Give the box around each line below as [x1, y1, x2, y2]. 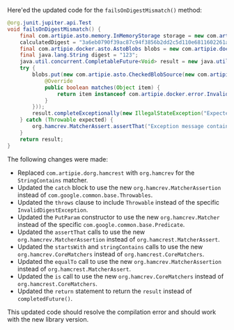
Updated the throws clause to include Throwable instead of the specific [17, 198, 220, 206]
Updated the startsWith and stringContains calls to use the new [17, 242, 203, 251]
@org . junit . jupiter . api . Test [7, 19, 92, 26]
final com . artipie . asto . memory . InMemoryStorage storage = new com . [19, 32, 219, 39]
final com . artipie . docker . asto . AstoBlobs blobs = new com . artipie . [19, 45, 219, 52]
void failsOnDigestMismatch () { [7, 26, 101, 33]
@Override [44, 77, 73, 84]
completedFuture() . [17, 294, 73, 302]
